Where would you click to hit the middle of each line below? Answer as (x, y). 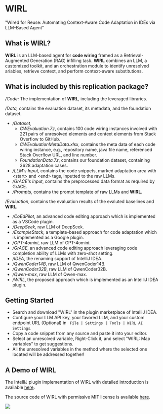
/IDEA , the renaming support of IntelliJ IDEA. (57, 258)
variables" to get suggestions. (43, 344)
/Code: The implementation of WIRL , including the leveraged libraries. (76, 99)
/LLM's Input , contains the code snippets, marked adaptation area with (84, 171)
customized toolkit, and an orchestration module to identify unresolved (77, 66)
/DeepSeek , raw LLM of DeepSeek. (48, 227)
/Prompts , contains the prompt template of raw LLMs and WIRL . (77, 192)
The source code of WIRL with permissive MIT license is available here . (78, 397)
